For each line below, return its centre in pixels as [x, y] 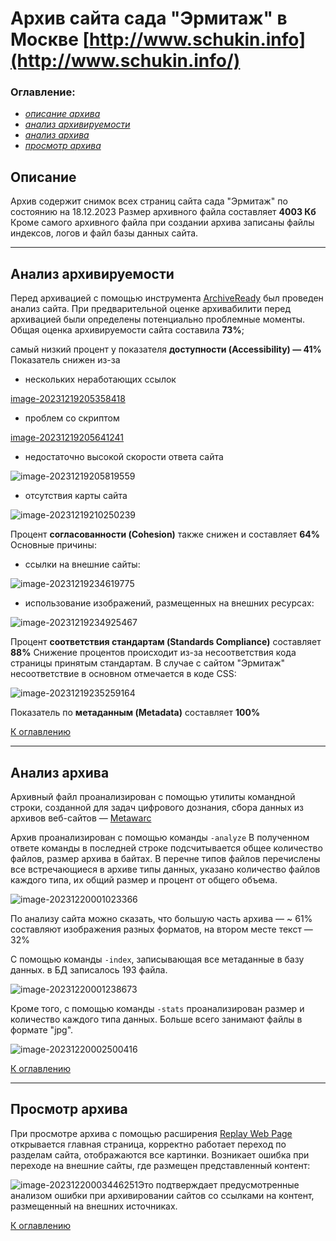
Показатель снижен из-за [65, 360]
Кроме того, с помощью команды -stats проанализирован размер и [157, 1008]
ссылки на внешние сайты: [82, 564]
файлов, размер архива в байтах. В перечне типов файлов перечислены [165, 858]
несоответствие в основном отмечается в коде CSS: [123, 674]
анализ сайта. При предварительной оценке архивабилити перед [151, 309]
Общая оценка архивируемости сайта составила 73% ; [127, 330]
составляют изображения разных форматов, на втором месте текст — [161, 929]
